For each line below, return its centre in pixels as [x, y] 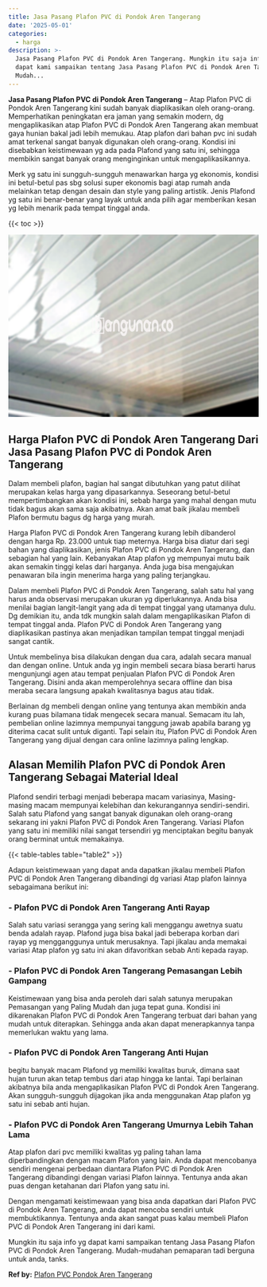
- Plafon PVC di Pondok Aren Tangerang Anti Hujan [108, 1053]
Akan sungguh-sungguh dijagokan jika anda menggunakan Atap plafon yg [130, 1095]
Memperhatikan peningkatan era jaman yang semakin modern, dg [116, 116]
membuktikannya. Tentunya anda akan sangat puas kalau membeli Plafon [128, 1218]
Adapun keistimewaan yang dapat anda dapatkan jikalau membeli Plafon [127, 869]
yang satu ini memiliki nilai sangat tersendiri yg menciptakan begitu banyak [131, 830]
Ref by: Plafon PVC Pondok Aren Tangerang [80, 1274]
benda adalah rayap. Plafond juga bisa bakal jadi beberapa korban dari [124, 933]
